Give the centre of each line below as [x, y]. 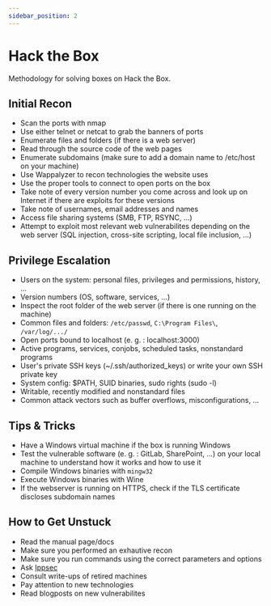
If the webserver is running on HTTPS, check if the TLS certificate [130, 488]
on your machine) [49, 166]
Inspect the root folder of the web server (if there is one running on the [138, 306]
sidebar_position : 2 [43, 16]
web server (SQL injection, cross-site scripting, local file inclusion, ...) [136, 235]
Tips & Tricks [42, 426]
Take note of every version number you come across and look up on [134, 192]
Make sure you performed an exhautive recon [96, 550]
